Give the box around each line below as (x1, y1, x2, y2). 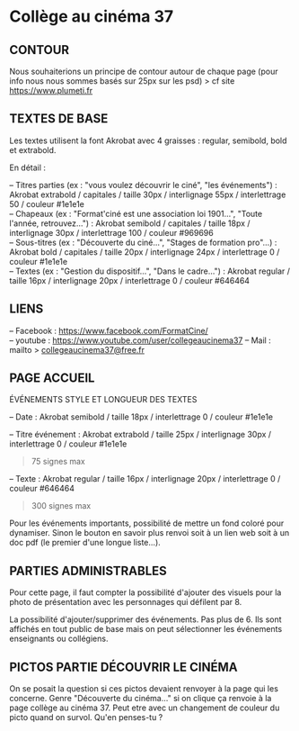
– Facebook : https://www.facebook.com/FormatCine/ (9, 325, 208, 336)
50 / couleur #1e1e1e (9, 198, 85, 209)
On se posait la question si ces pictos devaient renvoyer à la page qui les (9, 683, 278, 694)
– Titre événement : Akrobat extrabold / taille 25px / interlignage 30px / (9, 429, 272, 440)
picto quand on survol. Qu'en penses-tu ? (9, 712, 163, 723)
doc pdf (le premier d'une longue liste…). (9, 537, 162, 548)
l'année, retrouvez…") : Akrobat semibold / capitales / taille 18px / (9, 218, 251, 229)
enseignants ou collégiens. (9, 633, 109, 645)
